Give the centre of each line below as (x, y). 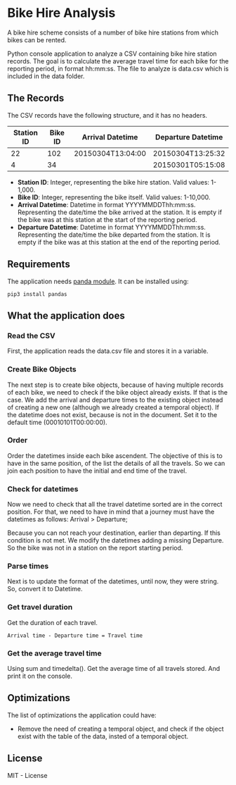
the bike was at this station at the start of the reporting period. (107, 219)
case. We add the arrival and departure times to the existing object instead (115, 400)
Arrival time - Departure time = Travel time (75, 636)
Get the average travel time (54, 653)
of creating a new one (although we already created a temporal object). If (113, 407)
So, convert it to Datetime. (45, 589)
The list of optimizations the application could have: (82, 715)
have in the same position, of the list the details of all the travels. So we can (116, 463)
